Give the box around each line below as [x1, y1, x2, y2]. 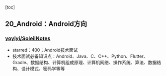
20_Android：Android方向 [5, 20, 87, 28]
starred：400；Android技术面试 [12, 47, 78, 53]
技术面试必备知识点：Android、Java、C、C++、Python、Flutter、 [12, 53, 148, 59]
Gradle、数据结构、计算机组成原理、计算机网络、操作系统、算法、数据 [12, 59, 157, 65]
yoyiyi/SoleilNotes [5, 35, 51, 42]
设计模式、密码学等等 [21, 66, 65, 72]
